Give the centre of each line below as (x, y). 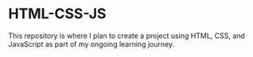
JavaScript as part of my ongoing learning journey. (91, 44)
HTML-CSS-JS (57, 14)
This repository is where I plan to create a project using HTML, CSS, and (127, 36)
